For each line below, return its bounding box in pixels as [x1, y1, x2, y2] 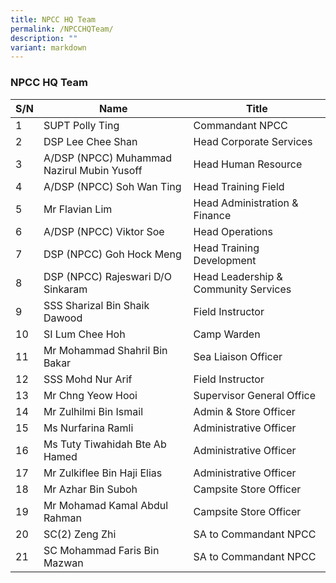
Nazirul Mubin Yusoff [43, 163, 143, 177]
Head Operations [193, 224, 274, 238]
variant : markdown [10, 42, 87, 53]
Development [193, 253, 257, 267]
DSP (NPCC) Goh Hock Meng [43, 247, 182, 261]
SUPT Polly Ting [43, 118, 120, 132]
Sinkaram [43, 282, 88, 296]
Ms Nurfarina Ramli [43, 421, 134, 435]
